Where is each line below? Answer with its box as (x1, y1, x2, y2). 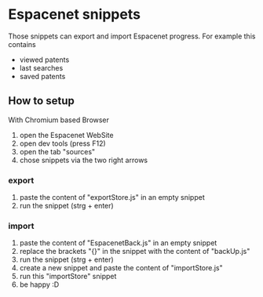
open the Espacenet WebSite (19, 130, 114, 139)
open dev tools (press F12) (19, 139, 106, 148)
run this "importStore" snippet (19, 272, 117, 281)
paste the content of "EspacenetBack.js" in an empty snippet (19, 238, 217, 248)
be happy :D (19, 280, 60, 289)
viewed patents (19, 55, 70, 64)
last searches (19, 63, 64, 72)
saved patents (19, 71, 66, 81)
